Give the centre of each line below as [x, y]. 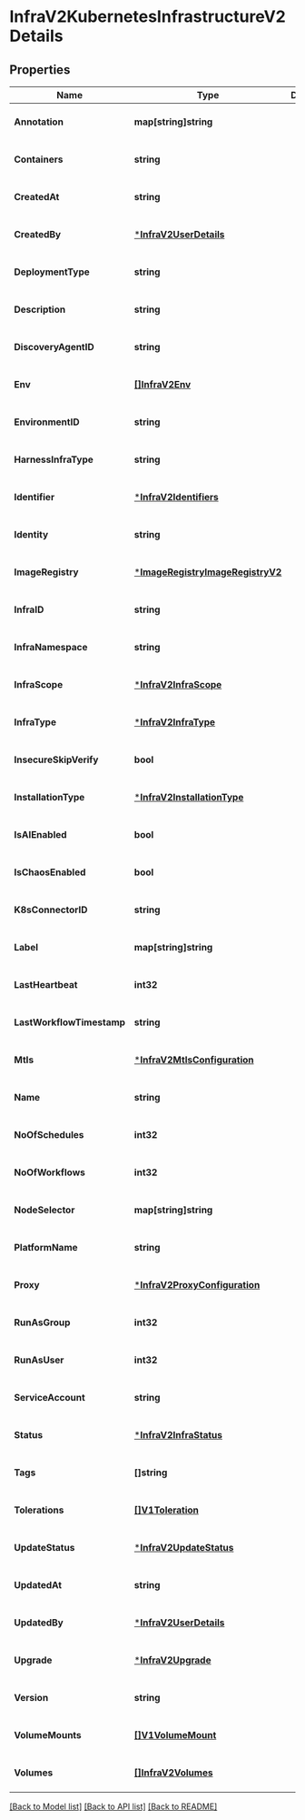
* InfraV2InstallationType [189, 797]
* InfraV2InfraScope [178, 684]
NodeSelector [44, 1210]
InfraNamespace [51, 647]
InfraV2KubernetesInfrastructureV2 [148, 17]
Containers [39, 159]
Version [31, 1698]
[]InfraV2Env [162, 384]
